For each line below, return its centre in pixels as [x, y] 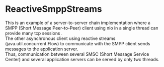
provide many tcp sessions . [34, 33]
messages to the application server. [42, 49]
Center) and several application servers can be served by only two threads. [82, 59]
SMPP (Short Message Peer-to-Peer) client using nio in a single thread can [82, 28]
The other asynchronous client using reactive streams [60, 38]
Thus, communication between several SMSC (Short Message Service [77, 54]
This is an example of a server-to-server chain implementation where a [78, 23]
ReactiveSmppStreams [54, 9]
